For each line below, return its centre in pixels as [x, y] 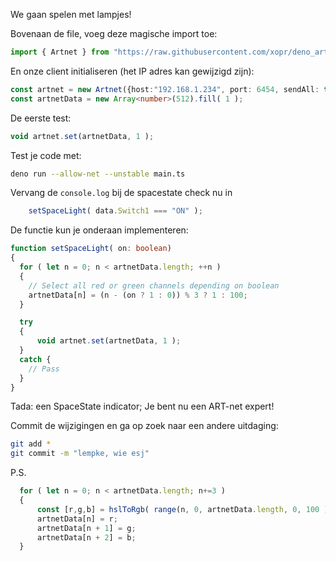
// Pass [44, 369]
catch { [35, 359]
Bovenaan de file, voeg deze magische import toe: [114, 33]
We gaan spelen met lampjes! [71, 14]
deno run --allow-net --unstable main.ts [98, 174]
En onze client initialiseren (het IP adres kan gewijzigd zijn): [132, 71]
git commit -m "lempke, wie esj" [80, 454]
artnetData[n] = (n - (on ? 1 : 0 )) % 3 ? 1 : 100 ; [138, 295]
